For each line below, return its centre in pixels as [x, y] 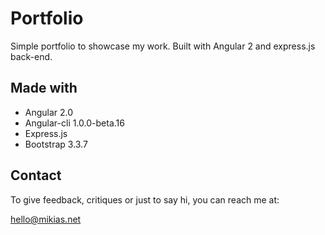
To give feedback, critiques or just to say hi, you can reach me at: [145, 199]
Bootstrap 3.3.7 [56, 144]
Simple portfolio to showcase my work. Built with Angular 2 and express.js [163, 46]
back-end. [31, 56]
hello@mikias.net [46, 219]
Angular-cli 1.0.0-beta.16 [74, 123]
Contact [36, 175]
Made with [44, 88]
